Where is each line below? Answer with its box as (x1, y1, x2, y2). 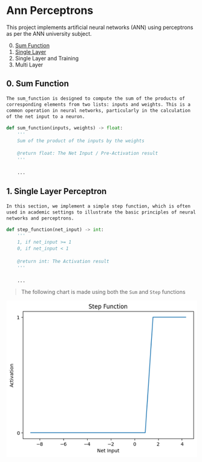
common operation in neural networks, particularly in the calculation (6, 107, 191, 114)
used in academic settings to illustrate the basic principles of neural (6, 209, 197, 215)
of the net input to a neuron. (6, 113, 85, 120)
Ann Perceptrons (6, 4, 94, 18)
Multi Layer (15, 61, 44, 68)
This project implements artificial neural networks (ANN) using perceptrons (6, 24, 194, 31)
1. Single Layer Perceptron (6, 186, 107, 197)
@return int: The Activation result (17, 258, 110, 264)
